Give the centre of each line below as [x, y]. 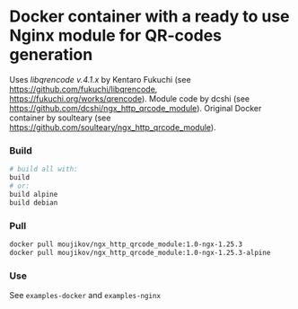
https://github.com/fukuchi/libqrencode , [83, 89]
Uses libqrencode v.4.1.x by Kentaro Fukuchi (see [100, 79]
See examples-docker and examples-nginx [85, 295]
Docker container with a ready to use [149, 17]
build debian [34, 203]
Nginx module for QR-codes [116, 35]
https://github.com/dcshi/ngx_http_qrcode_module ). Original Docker [136, 108]
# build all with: [44, 169]
